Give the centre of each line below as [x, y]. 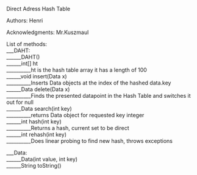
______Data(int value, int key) [42, 159]
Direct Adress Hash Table [38, 9]
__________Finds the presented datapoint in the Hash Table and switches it [99, 96]
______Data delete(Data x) [38, 89]
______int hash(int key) [34, 122]
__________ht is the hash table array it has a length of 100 [77, 70]
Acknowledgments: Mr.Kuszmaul [48, 32]
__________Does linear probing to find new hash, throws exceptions [89, 141]
